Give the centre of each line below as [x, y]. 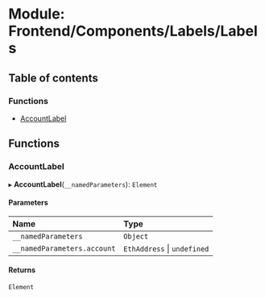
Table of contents [53, 78]
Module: [37, 14]
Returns [22, 270]
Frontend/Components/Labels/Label [133, 31]
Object [136, 236]
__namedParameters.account [64, 248]
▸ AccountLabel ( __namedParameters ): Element [83, 184]
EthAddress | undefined [166, 248]
